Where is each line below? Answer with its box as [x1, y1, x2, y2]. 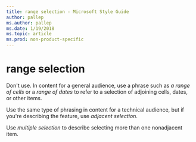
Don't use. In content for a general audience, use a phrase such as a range [6, 82, 190, 89]
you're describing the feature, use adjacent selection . [6, 112, 138, 119]
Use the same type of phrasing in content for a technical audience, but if [6, 106, 185, 113]
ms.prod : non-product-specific [6, 36, 84, 42]
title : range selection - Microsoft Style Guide [6, 8, 129, 15]
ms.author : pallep [6, 20, 52, 26]
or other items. [6, 94, 42, 101]
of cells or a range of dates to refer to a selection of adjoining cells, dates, [6, 88, 188, 95]
